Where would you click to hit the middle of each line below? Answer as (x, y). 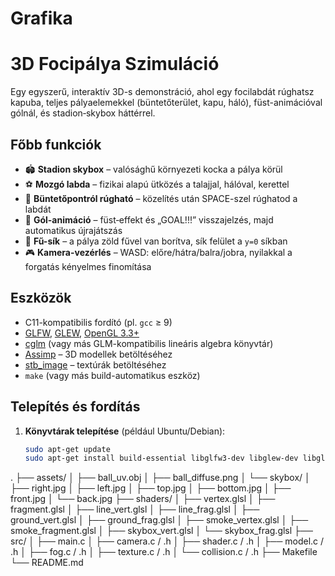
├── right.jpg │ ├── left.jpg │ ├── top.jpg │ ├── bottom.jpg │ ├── (151, 488)
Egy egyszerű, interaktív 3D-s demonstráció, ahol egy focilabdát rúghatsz (162, 92)
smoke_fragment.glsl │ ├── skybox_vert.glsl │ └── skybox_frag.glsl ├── (161, 531)
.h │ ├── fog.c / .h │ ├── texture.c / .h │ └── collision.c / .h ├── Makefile (164, 552)
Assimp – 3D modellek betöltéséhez (98, 354)
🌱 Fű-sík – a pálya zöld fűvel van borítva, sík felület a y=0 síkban (156, 241)
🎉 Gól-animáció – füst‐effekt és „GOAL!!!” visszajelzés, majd (149, 219)
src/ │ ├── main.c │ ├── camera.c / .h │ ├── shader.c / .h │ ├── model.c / (167, 541)
